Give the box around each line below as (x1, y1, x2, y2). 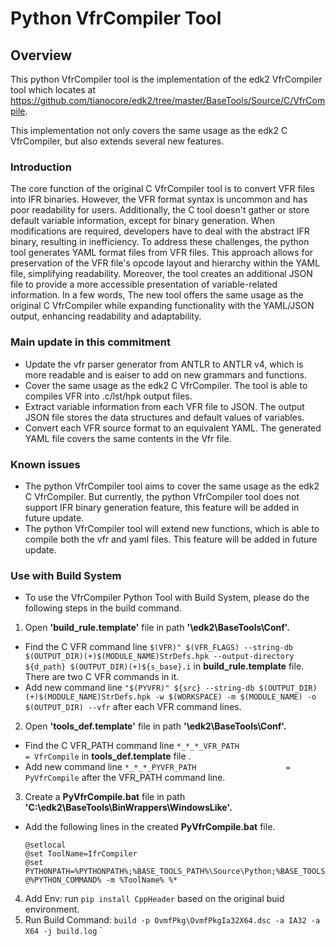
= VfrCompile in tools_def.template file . (24, 750, 192, 762)
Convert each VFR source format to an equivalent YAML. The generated (24, 422, 322, 434)
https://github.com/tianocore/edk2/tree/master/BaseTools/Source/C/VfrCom (10, 95, 326, 106)
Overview (10, 47, 73, 64)
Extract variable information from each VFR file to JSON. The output (24, 400, 305, 412)
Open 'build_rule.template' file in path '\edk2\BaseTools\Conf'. (24, 622, 290, 634)
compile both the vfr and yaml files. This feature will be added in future (24, 533, 318, 545)
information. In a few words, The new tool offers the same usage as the (10, 289, 304, 301)
